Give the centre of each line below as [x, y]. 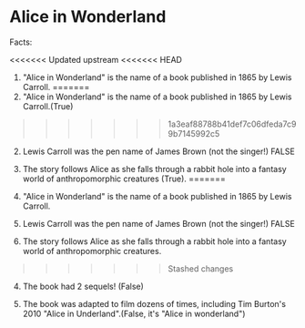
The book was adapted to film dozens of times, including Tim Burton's [154, 303]
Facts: [21, 42]
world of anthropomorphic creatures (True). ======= [124, 179]
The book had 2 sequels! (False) [83, 286]
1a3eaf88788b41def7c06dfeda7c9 [232, 124]
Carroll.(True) [48, 106]
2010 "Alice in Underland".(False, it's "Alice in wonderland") [134, 313]
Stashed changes [201, 268]
